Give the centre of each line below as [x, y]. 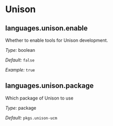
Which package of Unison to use [39, 98]
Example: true [20, 70]
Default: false [20, 60]
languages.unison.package [49, 86]
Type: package [21, 108]
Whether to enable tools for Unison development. [56, 40]
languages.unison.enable [46, 28]
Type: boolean [20, 50]
